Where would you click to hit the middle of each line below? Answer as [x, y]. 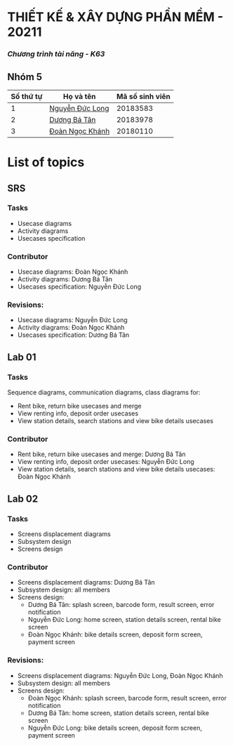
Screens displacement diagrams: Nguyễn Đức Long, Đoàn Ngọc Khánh [120, 675]
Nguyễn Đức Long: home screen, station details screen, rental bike [124, 620]
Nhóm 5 [25, 77]
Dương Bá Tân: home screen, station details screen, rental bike [118, 713]
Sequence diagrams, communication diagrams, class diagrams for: [104, 392]
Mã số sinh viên [143, 96]
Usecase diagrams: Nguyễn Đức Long [72, 320]
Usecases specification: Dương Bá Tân [73, 335]
